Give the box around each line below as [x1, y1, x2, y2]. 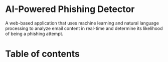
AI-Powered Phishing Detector [5, 3, 135, 15]
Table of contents [5, 48, 80, 59]
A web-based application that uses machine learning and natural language [5, 20, 159, 26]
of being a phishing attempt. [5, 30, 64, 36]
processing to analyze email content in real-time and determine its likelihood [5, 25, 163, 31]
